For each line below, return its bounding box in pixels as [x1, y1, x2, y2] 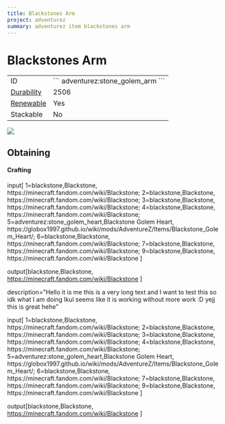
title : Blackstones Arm [7, 10, 75, 17]
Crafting [7, 166, 32, 174]
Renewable [10, 99, 47, 108]
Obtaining [7, 147, 51, 158]
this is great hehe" [7, 303, 59, 311]
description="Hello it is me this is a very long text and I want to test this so [7, 287, 217, 296]
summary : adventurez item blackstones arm [7, 23, 130, 30]
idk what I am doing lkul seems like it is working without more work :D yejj [7, 295, 215, 303]
